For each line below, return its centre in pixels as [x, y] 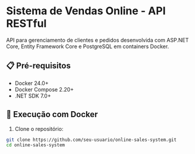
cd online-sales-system [36, 145]
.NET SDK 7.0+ [33, 96]
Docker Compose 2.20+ [44, 89]
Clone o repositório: [39, 128]
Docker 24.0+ [32, 83]
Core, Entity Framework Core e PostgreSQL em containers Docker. [88, 46]
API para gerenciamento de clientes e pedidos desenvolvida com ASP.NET [97, 40]
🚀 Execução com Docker [52, 114]
